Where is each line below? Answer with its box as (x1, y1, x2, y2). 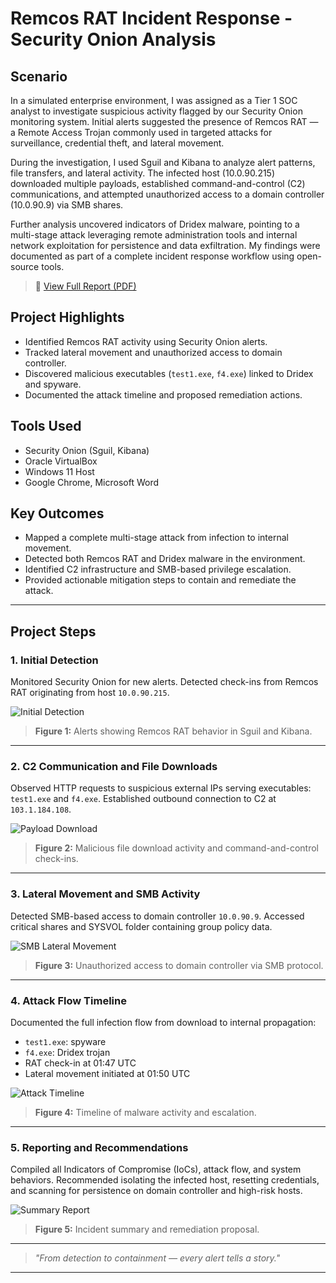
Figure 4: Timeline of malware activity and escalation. (34, 1107, 257, 1119)
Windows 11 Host (24, 465, 95, 477)
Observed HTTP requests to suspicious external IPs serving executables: (10, 782, 312, 794)
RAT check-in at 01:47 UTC (24, 1057, 137, 1069)
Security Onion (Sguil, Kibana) (24, 444, 150, 456)
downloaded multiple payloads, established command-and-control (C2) (10, 178, 306, 189)
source (10, 261, 40, 272)
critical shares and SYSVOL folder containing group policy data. (10, 920, 273, 932)
